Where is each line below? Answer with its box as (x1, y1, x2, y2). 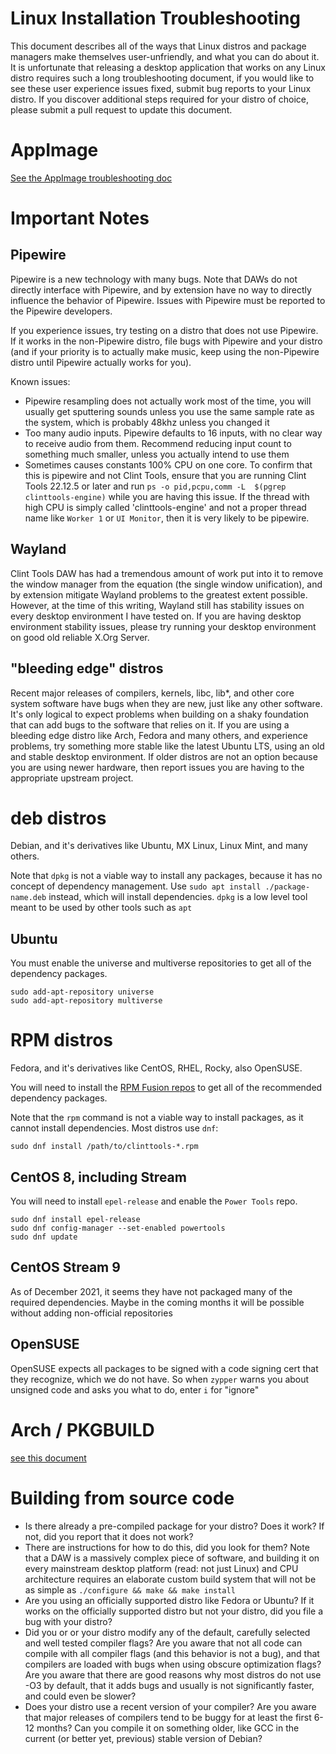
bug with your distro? (24, 1615, 113, 1627)
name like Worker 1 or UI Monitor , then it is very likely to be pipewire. (24, 512, 310, 524)
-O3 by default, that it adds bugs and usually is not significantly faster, (24, 1679, 315, 1691)
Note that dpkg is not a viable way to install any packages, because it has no (10, 870, 323, 882)
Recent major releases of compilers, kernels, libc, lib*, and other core (10, 687, 295, 699)
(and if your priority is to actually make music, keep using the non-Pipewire (10, 345, 320, 357)
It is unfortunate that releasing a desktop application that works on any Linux (10, 61, 326, 73)
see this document (10, 1452, 87, 1464)
